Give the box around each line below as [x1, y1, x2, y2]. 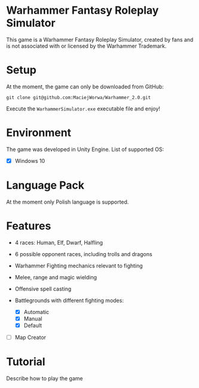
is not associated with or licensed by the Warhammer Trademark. [6, 42, 167, 50]
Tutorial [6, 355, 46, 369]
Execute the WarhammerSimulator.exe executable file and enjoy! [6, 105, 160, 112]
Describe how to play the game [6, 374, 83, 382]
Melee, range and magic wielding [14, 273, 97, 281]
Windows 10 [14, 157, 45, 164]
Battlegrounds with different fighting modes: [14, 297, 124, 304]
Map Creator [14, 334, 47, 341]
